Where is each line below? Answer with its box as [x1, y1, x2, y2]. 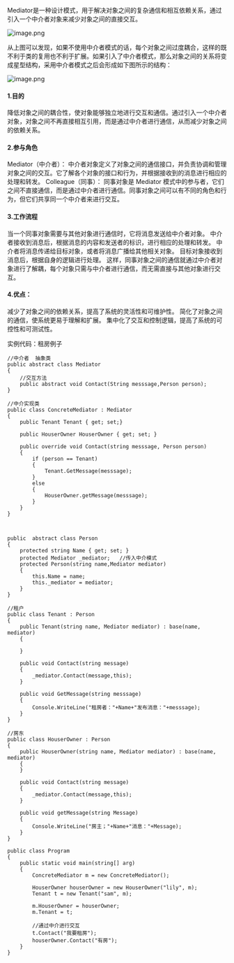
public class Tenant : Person [7, 611, 95, 618]
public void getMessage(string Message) [19, 809, 139, 816]
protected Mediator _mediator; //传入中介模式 [19, 555, 157, 562]
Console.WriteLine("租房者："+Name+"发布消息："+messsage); [32, 704, 201, 711]
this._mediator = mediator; [32, 579, 114, 586]
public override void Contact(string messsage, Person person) [19, 443, 208, 450]
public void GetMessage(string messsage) [19, 690, 141, 697]
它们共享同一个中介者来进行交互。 [25, 195, 123, 204]
